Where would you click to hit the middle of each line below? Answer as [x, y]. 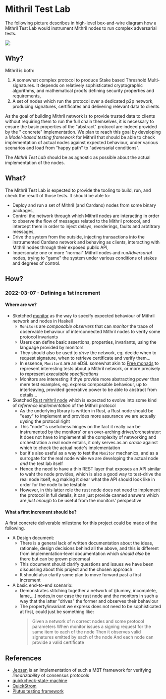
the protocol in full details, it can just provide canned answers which [89, 495]
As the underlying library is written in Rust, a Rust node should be [86, 411]
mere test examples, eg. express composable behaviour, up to [83, 385]
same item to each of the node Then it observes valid [86, 632]
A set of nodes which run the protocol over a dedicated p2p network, [83, 101]
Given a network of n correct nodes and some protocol [88, 621]
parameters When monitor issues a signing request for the [91, 626]
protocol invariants [39, 337]
